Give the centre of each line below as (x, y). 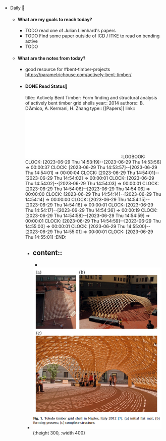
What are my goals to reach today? (55, 19)
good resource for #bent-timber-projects (68, 69)
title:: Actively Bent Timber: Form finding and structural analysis (91, 97)
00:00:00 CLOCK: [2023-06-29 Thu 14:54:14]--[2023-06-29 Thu (93, 194)
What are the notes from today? (51, 58)
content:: (47, 253)
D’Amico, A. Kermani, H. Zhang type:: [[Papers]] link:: (80, 108)
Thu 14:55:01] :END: (46, 237)
